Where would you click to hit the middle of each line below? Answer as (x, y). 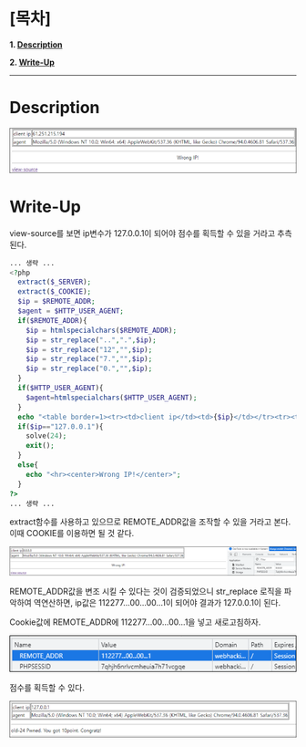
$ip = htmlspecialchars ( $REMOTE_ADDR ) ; (102, 330)
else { (28, 465)
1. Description (36, 44)
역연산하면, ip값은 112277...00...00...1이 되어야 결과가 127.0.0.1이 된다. (157, 602)
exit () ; (40, 446)
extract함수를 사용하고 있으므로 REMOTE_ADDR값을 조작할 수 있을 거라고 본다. (150, 522)
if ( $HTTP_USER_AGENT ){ (61, 389)
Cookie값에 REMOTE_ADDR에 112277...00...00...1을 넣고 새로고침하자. (135, 622)
